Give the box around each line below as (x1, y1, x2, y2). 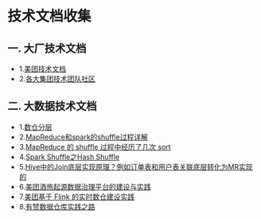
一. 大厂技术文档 (7, 41, 87, 55)
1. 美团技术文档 (18, 65, 67, 73)
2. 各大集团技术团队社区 (18, 74, 96, 84)
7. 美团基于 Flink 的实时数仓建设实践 (18, 192, 134, 201)
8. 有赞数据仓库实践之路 (18, 201, 96, 211)
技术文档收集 (7, 7, 92, 25)
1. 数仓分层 (18, 122, 53, 131)
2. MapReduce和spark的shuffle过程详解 (18, 132, 148, 142)
